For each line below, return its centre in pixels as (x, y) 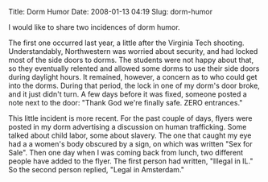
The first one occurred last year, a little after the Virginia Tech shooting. (126, 43)
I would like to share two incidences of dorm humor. (94, 27)
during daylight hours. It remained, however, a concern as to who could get (133, 77)
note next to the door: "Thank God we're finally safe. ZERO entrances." (126, 103)
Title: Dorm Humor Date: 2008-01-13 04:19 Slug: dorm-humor (111, 12)
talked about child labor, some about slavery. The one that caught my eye (130, 135)
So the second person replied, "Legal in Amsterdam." (97, 170)
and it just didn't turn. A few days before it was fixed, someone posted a (128, 94)
